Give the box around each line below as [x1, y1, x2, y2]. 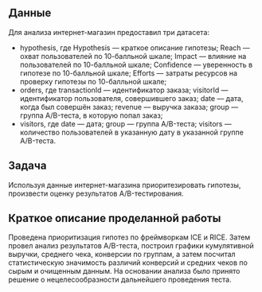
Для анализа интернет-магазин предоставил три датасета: [8, 27, 209, 37]
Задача [8, 159, 47, 173]
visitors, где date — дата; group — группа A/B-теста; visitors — [19, 119, 233, 128]
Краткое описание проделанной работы [8, 212, 221, 225]
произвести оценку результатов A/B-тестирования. [8, 189, 185, 198]
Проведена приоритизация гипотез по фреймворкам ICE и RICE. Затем [8, 232, 251, 242]
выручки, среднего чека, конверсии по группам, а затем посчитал [8, 250, 237, 259]
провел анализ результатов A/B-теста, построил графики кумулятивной [8, 241, 255, 251]
